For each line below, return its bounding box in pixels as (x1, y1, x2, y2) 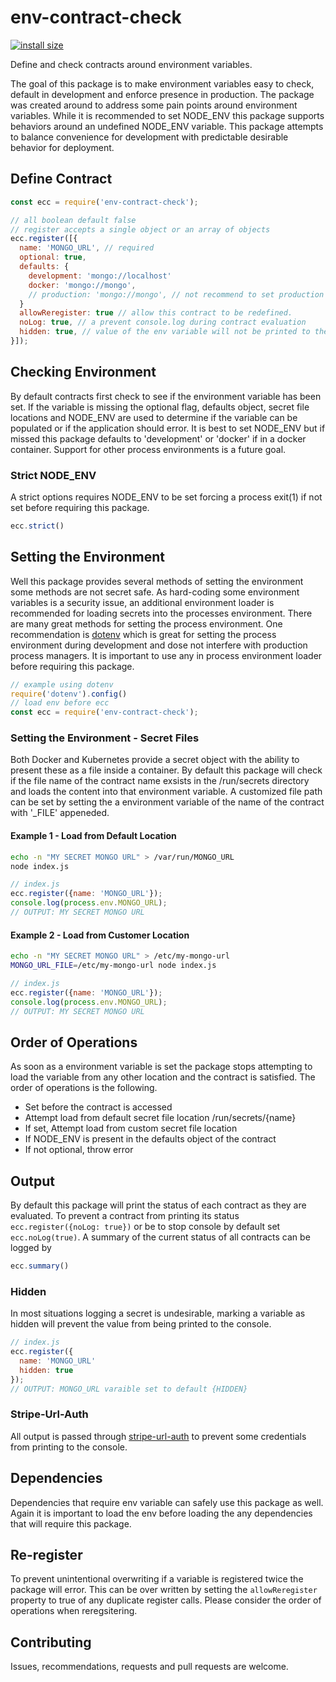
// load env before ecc (10, 698, 110, 708)
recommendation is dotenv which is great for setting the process (10, 628, 277, 640)
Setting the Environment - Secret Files (10, 731, 200, 745)
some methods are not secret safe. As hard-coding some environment (10, 586, 300, 598)
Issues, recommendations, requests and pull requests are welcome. (10, 1661, 289, 1673)
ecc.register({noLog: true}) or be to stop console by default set (10, 1221, 281, 1232)
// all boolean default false (10, 215, 137, 225)
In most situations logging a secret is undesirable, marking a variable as (10, 1307, 306, 1320)
